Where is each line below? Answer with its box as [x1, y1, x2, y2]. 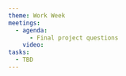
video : [22, 41, 44, 49]
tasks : [8, 48, 30, 56]
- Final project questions [29, 33, 119, 42]
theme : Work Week [8, 11, 66, 20]
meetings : [8, 19, 41, 27]
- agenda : [15, 26, 48, 34]
